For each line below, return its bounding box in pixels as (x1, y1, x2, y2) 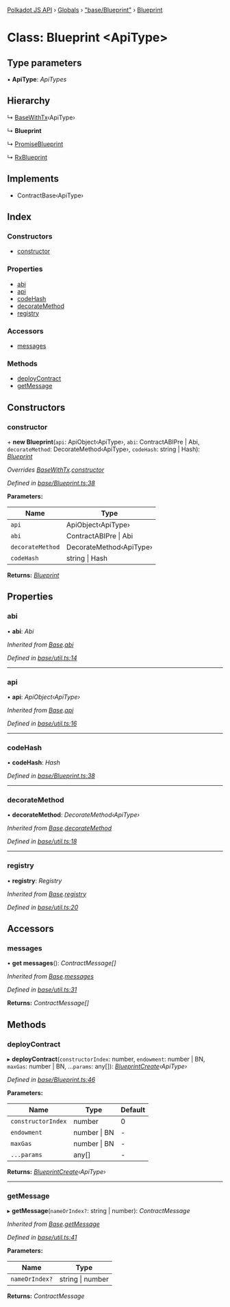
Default (120, 1105, 146, 1115)
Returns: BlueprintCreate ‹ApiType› (7, 1168, 106, 1176)
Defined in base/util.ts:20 (7, 903, 79, 911)
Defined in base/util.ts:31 (7, 985, 77, 994)
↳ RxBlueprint (7, 153, 48, 161)
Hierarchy (7, 95, 51, 107)
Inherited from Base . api (7, 706, 74, 714)
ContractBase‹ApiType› (16, 191, 84, 200)
